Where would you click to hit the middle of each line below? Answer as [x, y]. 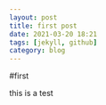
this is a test [31, 93]
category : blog [37, 51]
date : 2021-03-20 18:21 [53, 34]
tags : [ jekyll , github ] [53, 42]
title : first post [43, 26]
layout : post [33, 17]
